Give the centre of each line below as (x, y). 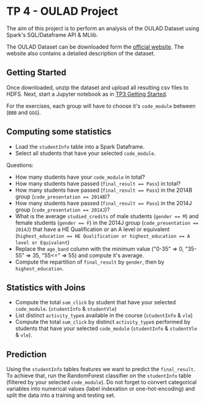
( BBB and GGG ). (24, 112)
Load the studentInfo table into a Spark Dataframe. (80, 146)
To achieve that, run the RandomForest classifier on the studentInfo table (99, 376)
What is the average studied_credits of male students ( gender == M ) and (107, 216)
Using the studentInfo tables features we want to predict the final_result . (101, 369)
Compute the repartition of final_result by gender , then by (90, 262)
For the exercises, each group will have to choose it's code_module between (101, 106)
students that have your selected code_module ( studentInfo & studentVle (106, 328)
